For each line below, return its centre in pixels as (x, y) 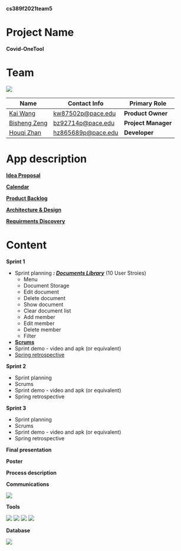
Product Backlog (27, 198)
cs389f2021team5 (29, 9)
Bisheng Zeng (28, 123)
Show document (43, 304)
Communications (28, 484)
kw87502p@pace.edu (84, 113)
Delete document (45, 298)
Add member (40, 317)
